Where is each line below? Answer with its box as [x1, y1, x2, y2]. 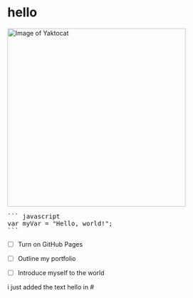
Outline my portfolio [17, 255, 76, 262]
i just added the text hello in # [7, 283, 95, 292]
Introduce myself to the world [17, 269, 105, 277]
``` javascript [7, 212, 61, 220]
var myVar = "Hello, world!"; [7, 219, 113, 227]
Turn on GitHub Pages [17, 240, 83, 248]
